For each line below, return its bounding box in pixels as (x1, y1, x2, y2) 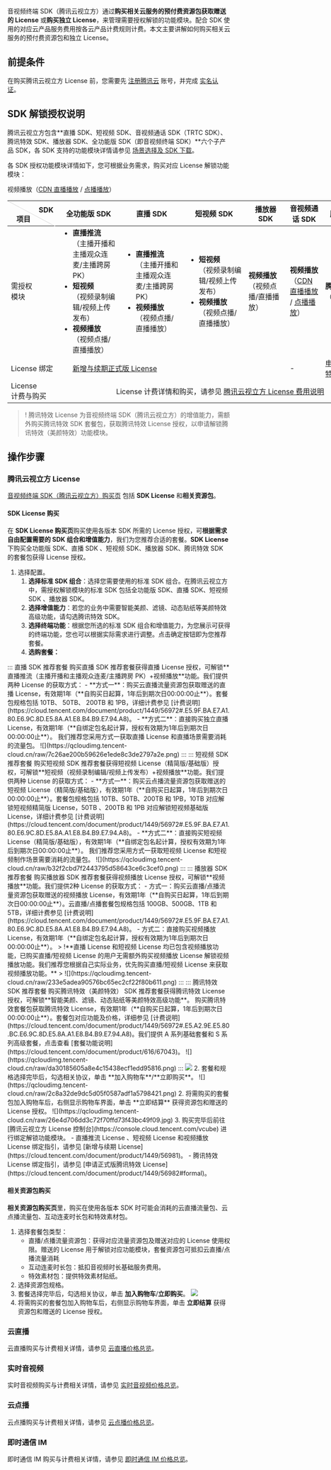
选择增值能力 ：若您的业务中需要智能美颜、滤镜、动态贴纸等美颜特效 (28, 603, 227, 612)
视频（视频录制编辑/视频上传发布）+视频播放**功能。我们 (50, 767, 219, 776)
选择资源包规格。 (17, 1280, 68, 1289)
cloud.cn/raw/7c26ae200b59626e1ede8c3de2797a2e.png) (7, 750, 180, 758)
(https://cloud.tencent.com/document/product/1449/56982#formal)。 (7, 1169, 211, 1177)
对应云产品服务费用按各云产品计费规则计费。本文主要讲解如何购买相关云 (19, 25, 231, 33)
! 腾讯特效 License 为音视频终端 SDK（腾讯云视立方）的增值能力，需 (24, 411, 224, 419)
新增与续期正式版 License (72, 363, 158, 373)
